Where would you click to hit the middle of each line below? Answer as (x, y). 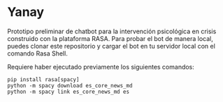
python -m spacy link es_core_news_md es (69, 92)
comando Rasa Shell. (37, 53)
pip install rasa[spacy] (43, 79)
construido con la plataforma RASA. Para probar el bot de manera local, (110, 38)
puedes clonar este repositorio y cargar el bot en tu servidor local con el (111, 46)
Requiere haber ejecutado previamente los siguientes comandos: (101, 67)
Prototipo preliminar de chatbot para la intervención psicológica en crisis (112, 31)
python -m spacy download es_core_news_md (70, 85)
